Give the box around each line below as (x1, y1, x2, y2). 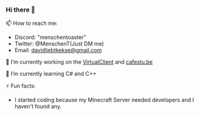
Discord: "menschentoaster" (14, 33, 87, 41)
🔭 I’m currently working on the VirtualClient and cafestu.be (5, 58, 153, 66)
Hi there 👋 (5, 5, 36, 14)
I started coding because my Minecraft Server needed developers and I (14, 97, 195, 104)
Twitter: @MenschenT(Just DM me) (14, 40, 104, 47)
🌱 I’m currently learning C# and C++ (5, 70, 97, 78)
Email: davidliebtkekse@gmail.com (14, 47, 102, 54)
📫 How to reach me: (5, 19, 58, 27)
